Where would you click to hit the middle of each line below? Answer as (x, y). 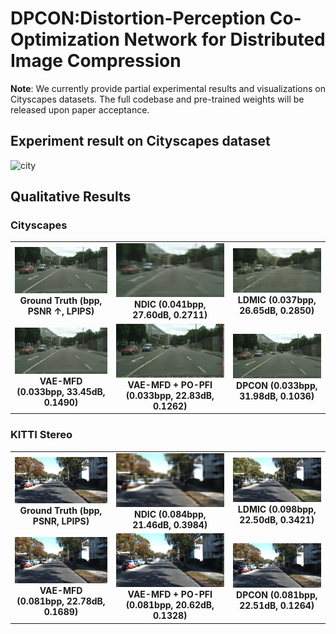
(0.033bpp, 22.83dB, (170, 395)
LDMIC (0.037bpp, (277, 299)
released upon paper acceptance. (80, 109)
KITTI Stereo (41, 435)
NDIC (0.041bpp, (170, 304)
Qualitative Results (71, 197)
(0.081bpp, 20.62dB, (170, 605)
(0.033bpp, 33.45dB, (61, 391)
